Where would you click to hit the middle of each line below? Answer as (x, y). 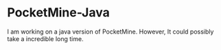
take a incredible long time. (45, 38)
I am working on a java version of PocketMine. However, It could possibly (110, 32)
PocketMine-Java (58, 13)
